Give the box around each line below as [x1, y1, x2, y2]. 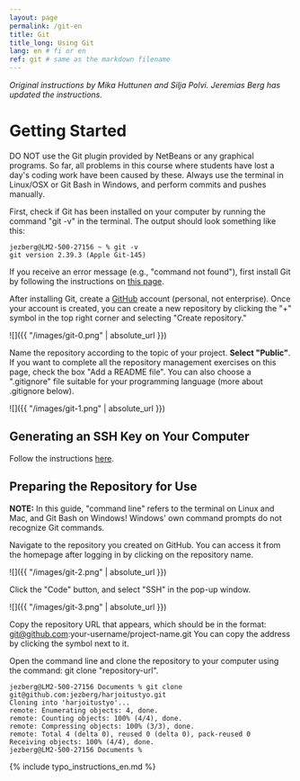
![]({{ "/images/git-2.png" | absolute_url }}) [9, 566, 167, 577]
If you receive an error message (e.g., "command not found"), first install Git [9, 266, 291, 277]
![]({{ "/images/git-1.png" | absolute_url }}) [9, 402, 166, 414]
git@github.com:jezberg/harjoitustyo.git [9, 690, 167, 699]
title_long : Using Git [9, 38, 94, 48]
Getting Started [9, 121, 128, 141]
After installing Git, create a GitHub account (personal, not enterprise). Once [9, 293, 291, 304]
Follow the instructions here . [9, 453, 115, 463]
